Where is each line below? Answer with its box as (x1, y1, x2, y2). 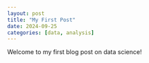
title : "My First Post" (7, 16, 76, 23)
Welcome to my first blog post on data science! (7, 48, 142, 56)
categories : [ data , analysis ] (7, 29, 95, 36)
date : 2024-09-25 (7, 23, 58, 29)
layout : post (7, 10, 45, 17)
